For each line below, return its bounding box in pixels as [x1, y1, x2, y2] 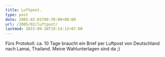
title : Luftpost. [5, 7, 42, 13]
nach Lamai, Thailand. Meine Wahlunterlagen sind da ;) [5, 46, 120, 52]
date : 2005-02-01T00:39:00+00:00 [5, 17, 76, 22]
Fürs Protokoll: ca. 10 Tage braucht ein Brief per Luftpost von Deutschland [5, 40, 160, 46]
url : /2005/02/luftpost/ [5, 21, 58, 27]
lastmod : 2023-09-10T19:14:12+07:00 [5, 26, 83, 32]
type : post [5, 12, 28, 17]
